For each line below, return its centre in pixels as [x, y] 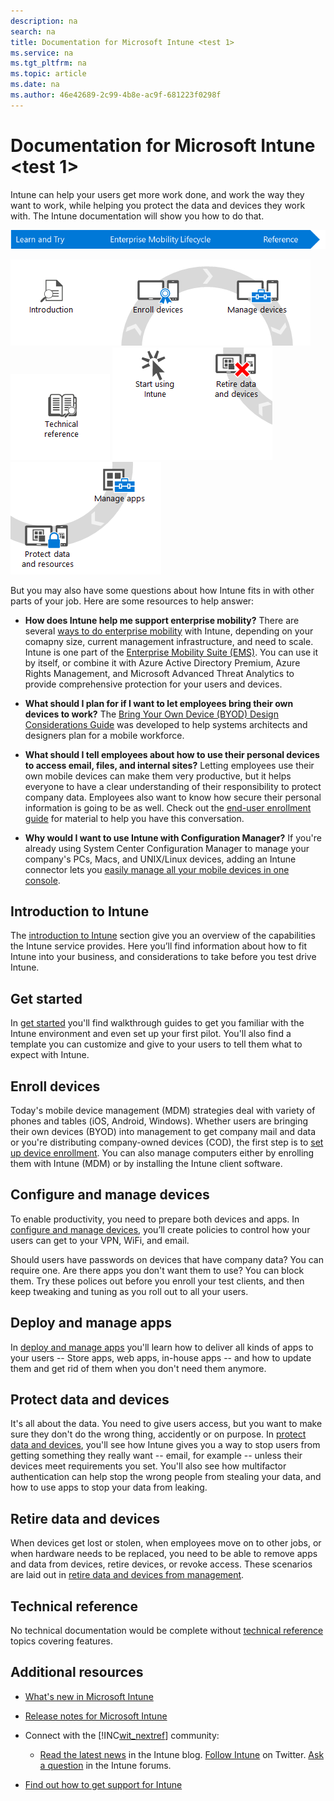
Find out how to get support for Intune [103, 1784]
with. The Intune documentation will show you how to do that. [137, 216]
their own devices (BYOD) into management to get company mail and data [163, 1131]
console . [42, 880]
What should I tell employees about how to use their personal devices [172, 754]
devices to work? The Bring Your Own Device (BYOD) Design [151, 714]
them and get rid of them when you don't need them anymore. [138, 1368]
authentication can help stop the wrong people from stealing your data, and [166, 1477]
